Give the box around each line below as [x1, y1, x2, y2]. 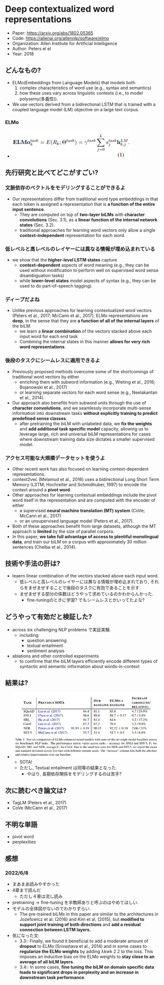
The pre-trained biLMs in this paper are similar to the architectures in [19, 911, 159, 917]
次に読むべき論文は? [5, 787, 67, 794]
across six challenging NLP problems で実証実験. [12, 626, 111, 632]
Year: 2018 [12, 50, 34, 57]
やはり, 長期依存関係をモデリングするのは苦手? [26, 770, 122, 777]
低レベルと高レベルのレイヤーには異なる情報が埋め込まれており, [19, 578, 149, 584]
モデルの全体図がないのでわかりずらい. [12, 905, 91, 912]
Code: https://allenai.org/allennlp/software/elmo [12, 35, 109, 41]
